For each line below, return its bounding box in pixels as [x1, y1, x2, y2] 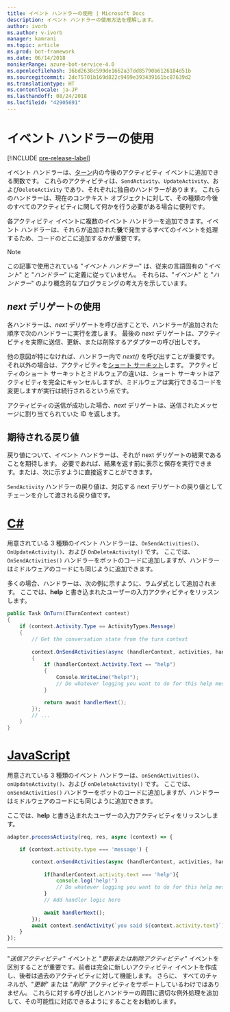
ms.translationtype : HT [7, 80, 75, 87]
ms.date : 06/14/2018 [7, 55, 66, 62]
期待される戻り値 [7, 432, 79, 443]
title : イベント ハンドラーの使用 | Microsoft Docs [7, 10, 145, 17]
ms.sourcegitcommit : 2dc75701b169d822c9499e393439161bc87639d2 [7, 73, 192, 81]
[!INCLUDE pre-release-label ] [7, 153, 90, 162]
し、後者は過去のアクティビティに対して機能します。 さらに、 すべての [7, 972, 206, 980]
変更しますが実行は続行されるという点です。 [7, 386, 133, 395]
